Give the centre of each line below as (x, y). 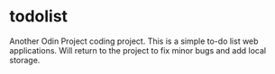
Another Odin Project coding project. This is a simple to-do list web (134, 41)
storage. (25, 60)
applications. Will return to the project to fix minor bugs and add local (138, 50)
